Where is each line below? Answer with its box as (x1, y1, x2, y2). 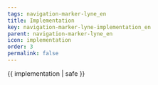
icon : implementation (7, 37, 72, 44)
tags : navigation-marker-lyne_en (7, 10, 107, 18)
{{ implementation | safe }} (7, 69, 85, 78)
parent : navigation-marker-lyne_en (7, 30, 113, 38)
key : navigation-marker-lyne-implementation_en (7, 23, 152, 30)
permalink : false (7, 50, 59, 57)
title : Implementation (7, 17, 75, 24)
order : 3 (7, 43, 33, 50)
